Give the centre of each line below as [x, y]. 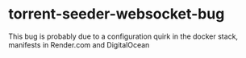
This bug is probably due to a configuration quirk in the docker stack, [123, 36]
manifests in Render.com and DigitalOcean [79, 44]
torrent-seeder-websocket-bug [117, 14]
